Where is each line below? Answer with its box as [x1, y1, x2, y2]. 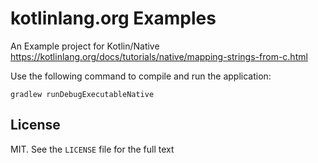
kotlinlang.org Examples [10, 7, 217, 30]
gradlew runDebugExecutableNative [10, 89, 155, 99]
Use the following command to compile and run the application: [10, 70, 272, 82]
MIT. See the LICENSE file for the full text [10, 143, 175, 155]
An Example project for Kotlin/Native [10, 40, 160, 52]
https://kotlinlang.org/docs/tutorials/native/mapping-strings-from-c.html [10, 50, 308, 62]
